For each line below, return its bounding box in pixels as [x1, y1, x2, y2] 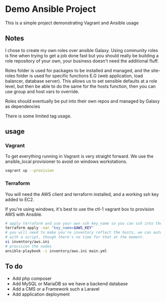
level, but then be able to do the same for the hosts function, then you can [5, 83, 156, 89]
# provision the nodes [5, 244, 52, 249]
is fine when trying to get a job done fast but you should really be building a [5, 52, 159, 58]
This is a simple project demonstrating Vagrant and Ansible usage [5, 20, 139, 26]
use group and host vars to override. [5, 88, 80, 95]
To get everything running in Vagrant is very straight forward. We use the [5, 153, 154, 159]
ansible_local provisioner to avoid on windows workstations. [5, 158, 127, 164]
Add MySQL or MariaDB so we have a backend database [12, 281, 128, 287]
